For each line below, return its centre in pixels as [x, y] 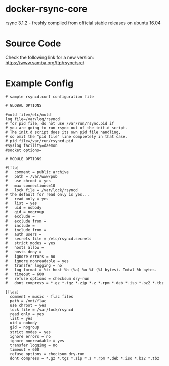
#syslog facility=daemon [31, 145]
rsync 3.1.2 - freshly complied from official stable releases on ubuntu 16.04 [83, 23]
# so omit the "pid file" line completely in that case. [67, 137]
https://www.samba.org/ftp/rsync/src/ [45, 63]
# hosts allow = [25, 247]
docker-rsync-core [46, 9]
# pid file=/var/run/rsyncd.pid [39, 141]
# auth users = [24, 234]
